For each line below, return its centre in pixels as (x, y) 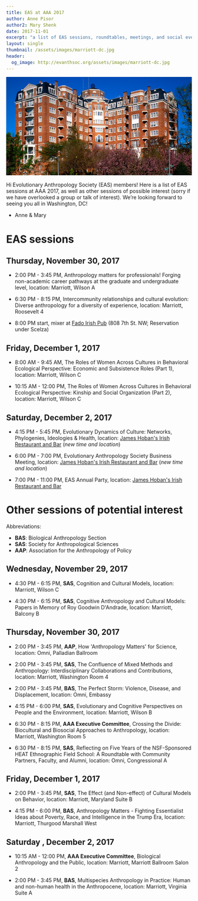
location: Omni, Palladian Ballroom (56, 653)
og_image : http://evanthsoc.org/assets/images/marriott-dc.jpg (90, 62)
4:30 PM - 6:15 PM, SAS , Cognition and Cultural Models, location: (94, 583)
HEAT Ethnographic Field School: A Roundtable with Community (93, 754)
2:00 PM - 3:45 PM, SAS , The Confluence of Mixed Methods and (93, 664)
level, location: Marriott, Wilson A (55, 288)
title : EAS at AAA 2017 (35, 12)
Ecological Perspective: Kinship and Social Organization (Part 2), (93, 393)
